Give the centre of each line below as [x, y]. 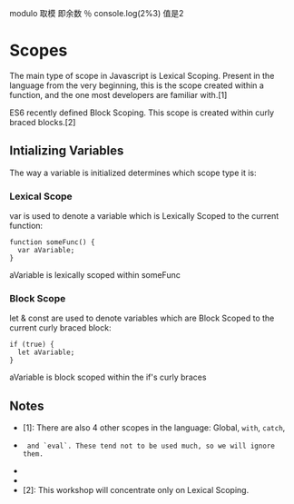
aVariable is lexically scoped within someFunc [95, 275]
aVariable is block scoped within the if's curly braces [108, 377]
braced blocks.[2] [43, 122]
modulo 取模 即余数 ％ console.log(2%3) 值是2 [97, 13]
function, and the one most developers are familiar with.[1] [118, 94]
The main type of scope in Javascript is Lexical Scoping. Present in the [142, 75]
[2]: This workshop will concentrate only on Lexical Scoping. [136, 490]
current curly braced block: [60, 328]
